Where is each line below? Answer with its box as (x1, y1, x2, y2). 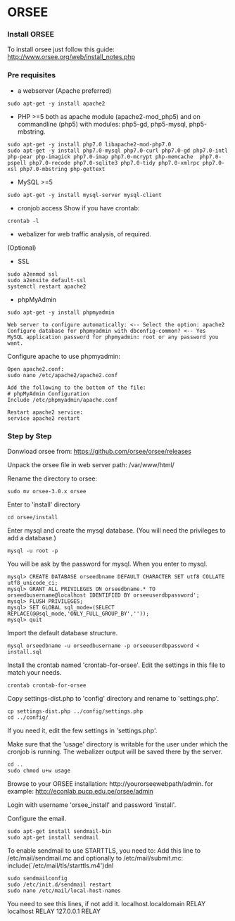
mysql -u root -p (7, 547, 58, 554)
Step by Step (7, 431, 52, 440)
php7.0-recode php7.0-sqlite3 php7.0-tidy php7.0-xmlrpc (29, 159, 200, 166)
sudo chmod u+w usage (7, 768, 71, 775)
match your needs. (7, 668, 62, 677)
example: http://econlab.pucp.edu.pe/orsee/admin (7, 787, 153, 796)
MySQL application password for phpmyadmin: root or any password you (7, 334, 219, 341)
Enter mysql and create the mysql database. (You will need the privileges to (7, 526, 227, 535)
